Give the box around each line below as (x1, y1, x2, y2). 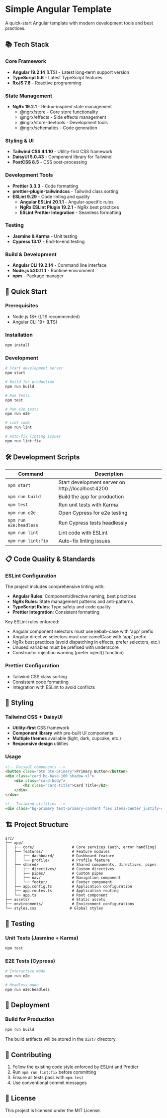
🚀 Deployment (5, 1001, 50, 1009)
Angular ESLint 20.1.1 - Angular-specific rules (19, 198, 114, 205)
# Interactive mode (5, 969, 46, 974)
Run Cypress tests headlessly (58, 519, 128, 526)
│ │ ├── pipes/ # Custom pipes (5, 871, 103, 876)
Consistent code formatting (12, 679, 69, 685)
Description (94, 470, 123, 477)
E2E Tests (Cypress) (5, 957, 56, 964)
